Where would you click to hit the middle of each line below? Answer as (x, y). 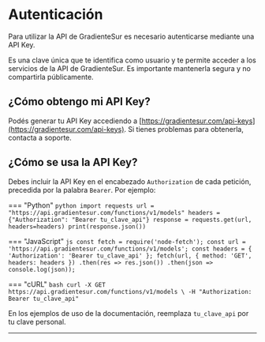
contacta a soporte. (40, 137)
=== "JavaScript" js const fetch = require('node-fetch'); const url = (127, 241)
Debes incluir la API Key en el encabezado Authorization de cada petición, (130, 181)
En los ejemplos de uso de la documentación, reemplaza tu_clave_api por (129, 313)
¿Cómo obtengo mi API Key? (80, 101)
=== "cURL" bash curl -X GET (57, 284)
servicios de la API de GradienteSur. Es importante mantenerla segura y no (129, 68)
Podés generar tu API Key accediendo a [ (75, 121)
